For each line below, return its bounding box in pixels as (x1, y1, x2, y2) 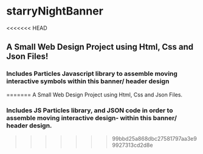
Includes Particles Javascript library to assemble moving (6, 70, 178, 78)
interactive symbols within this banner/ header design (6, 77, 170, 85)
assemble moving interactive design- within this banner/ (6, 113, 177, 122)
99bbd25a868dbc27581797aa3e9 (112, 135, 198, 142)
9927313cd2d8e (112, 141, 153, 149)
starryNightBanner (6, 4, 103, 18)
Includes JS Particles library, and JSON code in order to (6, 106, 173, 115)
